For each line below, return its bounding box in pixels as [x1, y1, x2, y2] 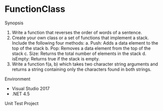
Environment [4, 76, 31, 82]
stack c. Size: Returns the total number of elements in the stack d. [11, 51, 147, 56]
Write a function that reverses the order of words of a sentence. [11, 29, 142, 35]
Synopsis [4, 20, 24, 26]
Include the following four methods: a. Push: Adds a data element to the [11, 40, 159, 46]
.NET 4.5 [11, 91, 30, 97]
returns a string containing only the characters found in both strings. [11, 66, 152, 72]
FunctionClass [4, 3, 65, 15]
